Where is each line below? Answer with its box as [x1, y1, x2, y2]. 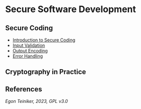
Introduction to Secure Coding [12, 37, 76, 43]
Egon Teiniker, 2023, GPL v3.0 [5, 98, 68, 104]
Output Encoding [12, 48, 48, 53]
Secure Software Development [5, 4, 136, 15]
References [5, 85, 42, 93]
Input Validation [12, 42, 45, 48]
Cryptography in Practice [5, 68, 87, 76]
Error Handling [12, 53, 43, 59]
